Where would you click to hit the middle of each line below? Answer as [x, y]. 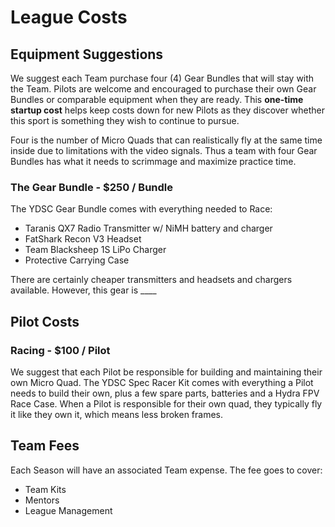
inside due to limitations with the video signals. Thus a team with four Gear [164, 150]
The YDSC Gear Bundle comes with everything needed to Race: [141, 209]
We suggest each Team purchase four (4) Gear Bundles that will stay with [162, 78]
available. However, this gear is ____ [83, 290]
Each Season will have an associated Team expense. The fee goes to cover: [166, 470]
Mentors [42, 500]
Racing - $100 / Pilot [60, 350]
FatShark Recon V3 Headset [83, 239]
